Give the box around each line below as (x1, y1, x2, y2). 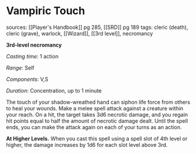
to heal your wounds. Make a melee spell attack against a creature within (6, 104, 184, 112)
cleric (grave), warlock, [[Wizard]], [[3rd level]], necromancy (6, 30, 153, 37)
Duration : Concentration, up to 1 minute (6, 87, 102, 94)
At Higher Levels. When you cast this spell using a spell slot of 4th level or (6, 135, 188, 142)
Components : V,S (6, 76, 48, 83)
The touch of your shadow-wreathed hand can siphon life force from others (6, 99, 191, 106)
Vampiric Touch (6, 4, 86, 18)
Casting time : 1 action (6, 53, 59, 60)
